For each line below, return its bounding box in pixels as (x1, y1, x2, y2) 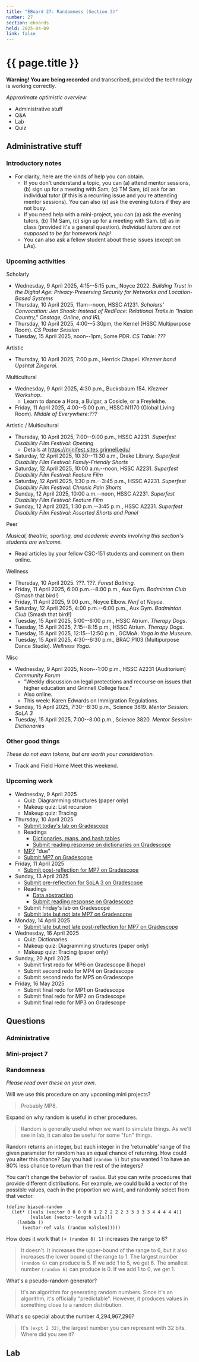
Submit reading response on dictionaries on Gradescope (32, 841, 171, 848)
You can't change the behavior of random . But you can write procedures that (6, 1174, 192, 1181)
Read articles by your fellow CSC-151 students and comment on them (14, 550, 185, 557)
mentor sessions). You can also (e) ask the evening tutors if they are (23, 198, 191, 205)
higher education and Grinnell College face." (23, 685, 132, 692)
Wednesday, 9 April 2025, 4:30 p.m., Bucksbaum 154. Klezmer (14, 385, 168, 392)
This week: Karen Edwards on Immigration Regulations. (23, 697, 159, 704)
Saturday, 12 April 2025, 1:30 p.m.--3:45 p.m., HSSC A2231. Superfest (14, 478, 186, 485)
